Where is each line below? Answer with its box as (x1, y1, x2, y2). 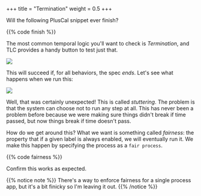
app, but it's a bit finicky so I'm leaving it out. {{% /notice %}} (6, 183, 158, 190)
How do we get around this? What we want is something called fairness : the (6, 129, 194, 136)
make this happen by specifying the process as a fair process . (6, 142, 163, 149)
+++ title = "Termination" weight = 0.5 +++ (6, 5, 112, 12)
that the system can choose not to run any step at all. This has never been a (6, 105, 194, 111)
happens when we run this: (6, 76, 73, 83)
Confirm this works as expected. (6, 165, 87, 172)
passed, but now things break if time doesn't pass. (6, 117, 131, 125)
